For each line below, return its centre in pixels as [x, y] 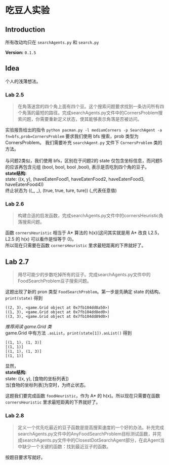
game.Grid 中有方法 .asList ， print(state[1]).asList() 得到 [69, 333]
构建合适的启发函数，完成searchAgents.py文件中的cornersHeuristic [88, 216]
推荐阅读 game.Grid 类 [29, 327]
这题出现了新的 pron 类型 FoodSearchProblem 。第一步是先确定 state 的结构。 [84, 292]
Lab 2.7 [17, 262]
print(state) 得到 [24, 298]
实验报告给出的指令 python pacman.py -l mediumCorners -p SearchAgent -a [84, 130]
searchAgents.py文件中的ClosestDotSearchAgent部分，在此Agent [91, 440]
